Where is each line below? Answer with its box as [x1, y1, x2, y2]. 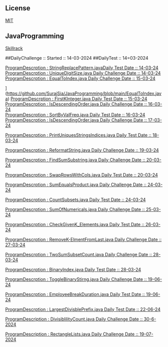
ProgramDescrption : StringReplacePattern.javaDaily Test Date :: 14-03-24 [5, 65, 159, 71]
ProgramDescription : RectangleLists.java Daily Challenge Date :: [5, 331, 139, 337]
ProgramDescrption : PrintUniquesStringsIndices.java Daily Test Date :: [5, 132, 151, 138]
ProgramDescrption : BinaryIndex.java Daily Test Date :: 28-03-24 [5, 266, 141, 272]
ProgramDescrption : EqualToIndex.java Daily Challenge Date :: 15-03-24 [5, 75, 155, 81]
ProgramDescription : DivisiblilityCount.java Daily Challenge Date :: [5, 316, 143, 322]
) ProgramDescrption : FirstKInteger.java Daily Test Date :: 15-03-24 [7, 95, 147, 102]
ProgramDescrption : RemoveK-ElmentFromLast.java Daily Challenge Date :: [5, 236, 162, 242]
